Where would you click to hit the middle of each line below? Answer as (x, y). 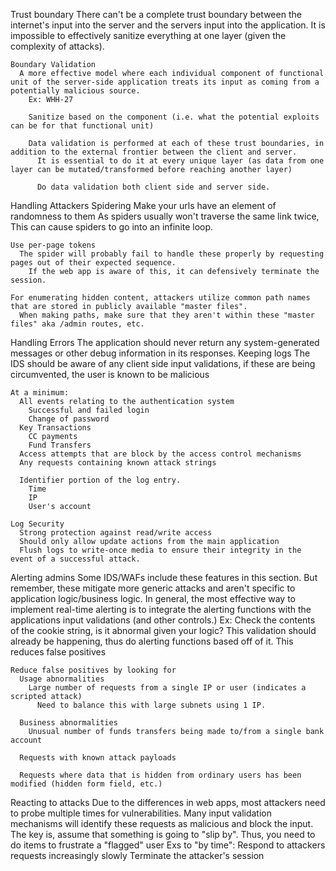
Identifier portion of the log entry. (100, 480)
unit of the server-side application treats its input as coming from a (165, 82)
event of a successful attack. (75, 559)
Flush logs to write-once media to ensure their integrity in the (160, 550)
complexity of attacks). (57, 46)
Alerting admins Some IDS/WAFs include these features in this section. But (164, 577)
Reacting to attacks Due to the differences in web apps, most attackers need (168, 802)
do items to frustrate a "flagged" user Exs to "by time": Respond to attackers (168, 845)
